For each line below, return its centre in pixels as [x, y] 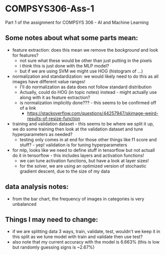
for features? [25, 55]
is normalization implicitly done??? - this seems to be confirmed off [88, 103]
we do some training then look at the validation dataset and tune [78, 129]
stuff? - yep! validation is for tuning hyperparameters [73, 145]
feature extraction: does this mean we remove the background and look [85, 50]
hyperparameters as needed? [42, 134]
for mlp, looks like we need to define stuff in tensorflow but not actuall [83, 150]
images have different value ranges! [49, 81]
